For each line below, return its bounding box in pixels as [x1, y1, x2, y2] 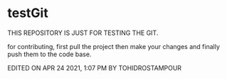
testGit [7, 5, 48, 21]
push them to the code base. [7, 50, 92, 58]
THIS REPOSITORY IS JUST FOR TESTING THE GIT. [7, 28, 159, 37]
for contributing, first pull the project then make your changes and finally [7, 42, 221, 51]
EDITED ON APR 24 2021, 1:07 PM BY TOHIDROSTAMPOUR [7, 63, 182, 72]
